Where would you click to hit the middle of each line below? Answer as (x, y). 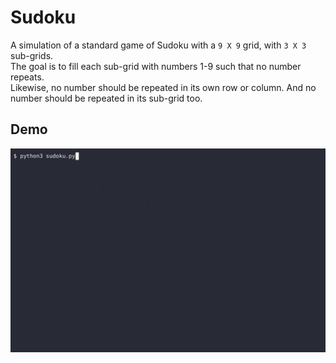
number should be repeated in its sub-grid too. (106, 98)
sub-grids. (32, 55)
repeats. (27, 77)
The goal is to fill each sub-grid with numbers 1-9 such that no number (156, 66)
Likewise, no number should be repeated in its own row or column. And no (163, 87)
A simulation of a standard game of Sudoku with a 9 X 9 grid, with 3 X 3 (158, 45)
